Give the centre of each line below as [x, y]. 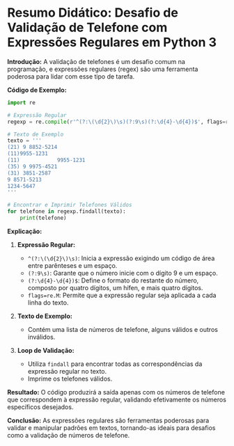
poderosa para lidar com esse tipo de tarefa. [71, 76]
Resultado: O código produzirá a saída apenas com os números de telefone [116, 392]
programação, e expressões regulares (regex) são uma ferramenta [103, 69]
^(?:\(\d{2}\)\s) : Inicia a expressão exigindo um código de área [121, 258]
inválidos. [41, 337]
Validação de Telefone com [87, 27]
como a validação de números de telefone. [69, 435]
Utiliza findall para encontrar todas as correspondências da [115, 364]
